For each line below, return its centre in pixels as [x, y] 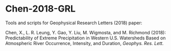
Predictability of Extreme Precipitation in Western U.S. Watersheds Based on [86, 38]
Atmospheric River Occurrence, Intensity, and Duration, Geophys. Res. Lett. [84, 43]
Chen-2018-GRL [40, 9]
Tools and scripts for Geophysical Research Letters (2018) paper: [74, 23]
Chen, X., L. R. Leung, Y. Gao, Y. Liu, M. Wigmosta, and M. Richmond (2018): [86, 32]
